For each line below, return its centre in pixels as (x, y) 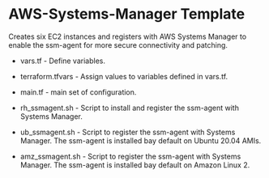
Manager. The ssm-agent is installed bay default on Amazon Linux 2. (135, 165)
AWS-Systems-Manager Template (127, 14)
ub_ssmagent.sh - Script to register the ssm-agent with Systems (128, 132)
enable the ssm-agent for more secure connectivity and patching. (118, 44)
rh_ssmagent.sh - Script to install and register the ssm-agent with (129, 108)
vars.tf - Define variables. (62, 61)
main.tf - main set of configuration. (78, 92)
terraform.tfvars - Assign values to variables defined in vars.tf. (124, 76)
